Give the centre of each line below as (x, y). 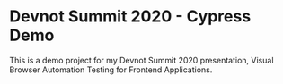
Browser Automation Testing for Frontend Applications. (111, 70)
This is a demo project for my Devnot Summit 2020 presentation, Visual (141, 60)
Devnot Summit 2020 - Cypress (130, 17)
